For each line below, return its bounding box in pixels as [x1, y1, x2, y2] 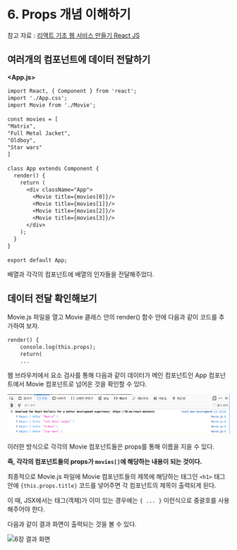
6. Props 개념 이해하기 [7, 6, 131, 23]
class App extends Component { [7, 165, 99, 172]
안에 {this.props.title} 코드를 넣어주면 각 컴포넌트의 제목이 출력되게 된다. [7, 481, 217, 490]
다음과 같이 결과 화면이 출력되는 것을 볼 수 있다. [7, 520, 138, 529]
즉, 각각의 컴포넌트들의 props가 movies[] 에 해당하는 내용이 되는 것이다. [7, 458, 202, 466]
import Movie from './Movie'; [7, 102, 97, 109]
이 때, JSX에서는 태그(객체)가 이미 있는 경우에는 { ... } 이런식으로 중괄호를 [7, 496, 217, 505]
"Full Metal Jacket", [7, 130, 71, 137]
